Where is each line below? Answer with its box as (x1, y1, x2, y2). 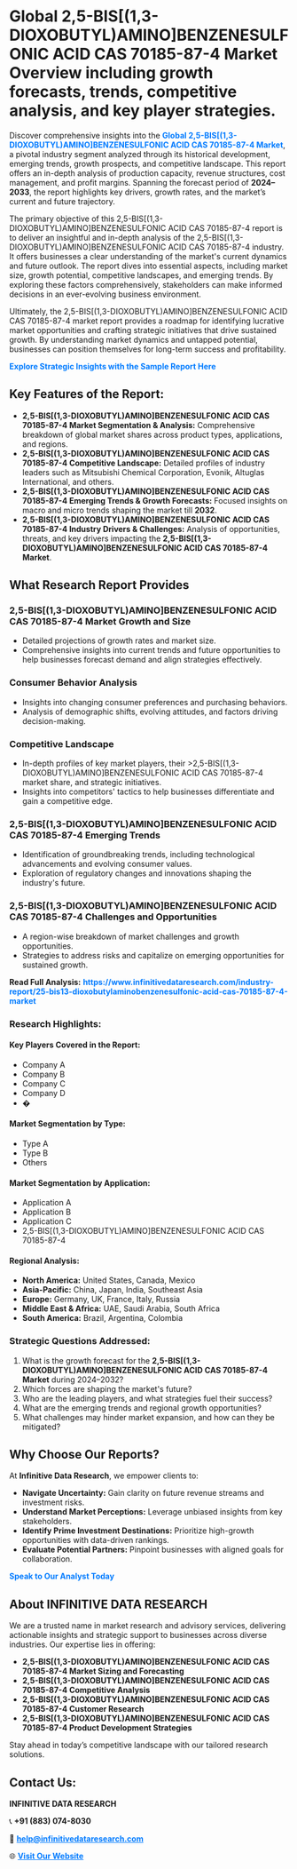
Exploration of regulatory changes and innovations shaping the (21, 868, 252, 879)
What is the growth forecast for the (21, 1355, 151, 1365)
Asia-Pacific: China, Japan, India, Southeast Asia (21, 1284, 204, 1295)
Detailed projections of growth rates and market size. (21, 635, 216, 646)
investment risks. (21, 1497, 85, 1507)
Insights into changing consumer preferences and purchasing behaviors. (21, 696, 288, 707)
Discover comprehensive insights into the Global (9, 130, 187, 140)
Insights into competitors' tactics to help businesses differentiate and (21, 786, 275, 797)
